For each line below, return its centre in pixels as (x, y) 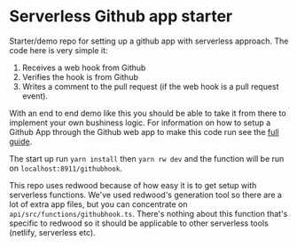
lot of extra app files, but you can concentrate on (98, 204)
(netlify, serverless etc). (52, 232)
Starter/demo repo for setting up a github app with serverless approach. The (149, 41)
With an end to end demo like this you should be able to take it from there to (148, 113)
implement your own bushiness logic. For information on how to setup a (140, 123)
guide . (21, 141)
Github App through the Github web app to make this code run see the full (144, 131)
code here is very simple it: (59, 50)
